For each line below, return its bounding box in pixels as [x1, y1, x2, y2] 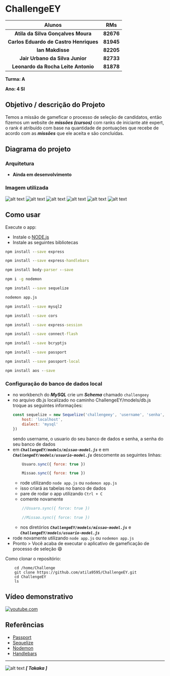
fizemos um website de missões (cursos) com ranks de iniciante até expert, [5, 119, 164, 125]
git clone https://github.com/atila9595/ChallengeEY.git [14, 570, 137, 575]
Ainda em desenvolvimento [12, 172, 72, 178]
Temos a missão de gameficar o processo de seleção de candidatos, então [5, 114, 162, 120]
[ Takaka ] [25, 665, 48, 671]
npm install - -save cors [5, 313, 58, 318]
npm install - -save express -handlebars [5, 258, 90, 263]
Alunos [44, 21, 62, 28]
